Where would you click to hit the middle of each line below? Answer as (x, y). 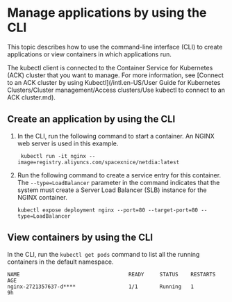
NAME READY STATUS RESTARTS (111, 274)
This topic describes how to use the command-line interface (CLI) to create (115, 47)
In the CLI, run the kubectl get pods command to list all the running (103, 254)
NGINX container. (42, 197)
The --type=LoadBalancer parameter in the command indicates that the (118, 182)
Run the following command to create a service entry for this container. (119, 175)
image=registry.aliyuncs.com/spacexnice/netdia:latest (98, 162)
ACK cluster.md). (31, 97)
